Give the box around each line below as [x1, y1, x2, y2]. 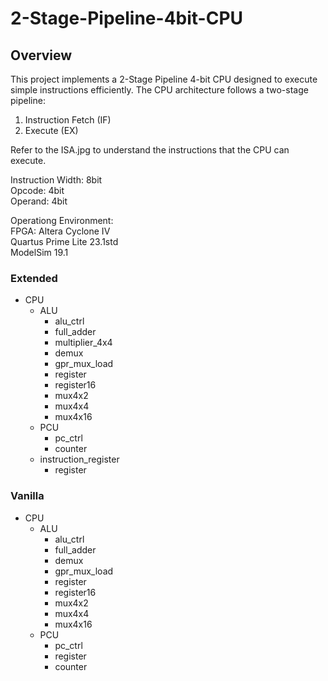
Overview [10, 47, 73, 64]
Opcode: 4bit [10, 185, 65, 196]
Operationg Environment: [10, 215, 114, 226]
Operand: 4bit [10, 195, 68, 207]
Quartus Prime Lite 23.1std [10, 236, 119, 247]
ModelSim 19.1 [10, 247, 69, 258]
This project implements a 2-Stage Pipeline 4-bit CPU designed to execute [10, 73, 318, 85]
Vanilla [10, 489, 45, 503]
